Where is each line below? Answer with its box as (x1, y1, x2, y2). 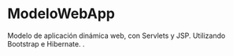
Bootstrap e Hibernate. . (7, 39, 85, 48)
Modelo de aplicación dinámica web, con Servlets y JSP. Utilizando (7, 31, 226, 40)
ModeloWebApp (7, 5, 116, 23)
